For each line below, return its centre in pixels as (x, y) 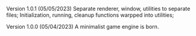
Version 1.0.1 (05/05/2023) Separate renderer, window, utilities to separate (98, 9)
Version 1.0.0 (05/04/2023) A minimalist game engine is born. (83, 27)
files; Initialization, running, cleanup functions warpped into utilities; (90, 15)
